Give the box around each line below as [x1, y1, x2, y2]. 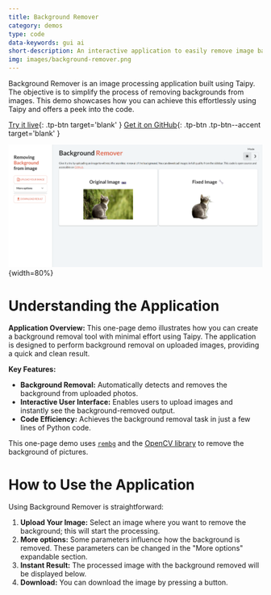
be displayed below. [19, 569, 87, 579]
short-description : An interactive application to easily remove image [8, 47, 254, 56]
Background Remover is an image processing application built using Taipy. [8, 79, 256, 88]
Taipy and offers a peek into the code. [8, 105, 135, 114]
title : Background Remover [8, 13, 99, 21]
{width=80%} [8, 268, 54, 278]
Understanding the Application [8, 297, 220, 314]
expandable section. [19, 552, 88, 562]
